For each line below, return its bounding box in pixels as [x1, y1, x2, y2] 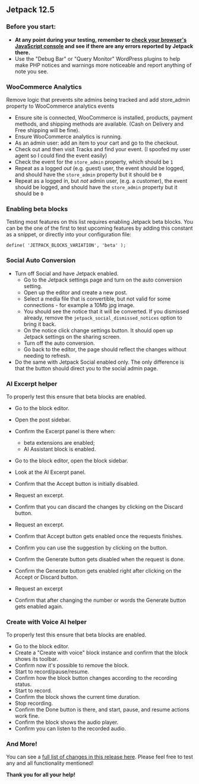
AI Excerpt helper [6, 379, 58, 388]
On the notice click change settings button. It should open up [23, 327, 173, 334]
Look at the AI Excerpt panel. [14, 468, 86, 476]
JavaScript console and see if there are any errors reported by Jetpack [14, 42, 194, 49]
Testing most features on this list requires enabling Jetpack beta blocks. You [6, 218, 194, 226]
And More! [6, 740, 37, 748]
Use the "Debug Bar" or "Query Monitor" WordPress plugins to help [14, 55, 181, 62]
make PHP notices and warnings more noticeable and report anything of [14, 61, 192, 68]
